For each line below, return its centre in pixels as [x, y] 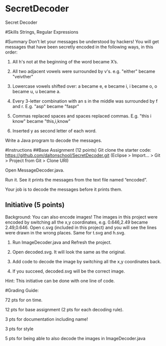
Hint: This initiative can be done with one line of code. [60, 281]
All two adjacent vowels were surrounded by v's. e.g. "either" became [83, 71]
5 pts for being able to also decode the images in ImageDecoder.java [75, 338]
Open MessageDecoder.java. [35, 170]
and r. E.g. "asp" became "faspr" [46, 106]
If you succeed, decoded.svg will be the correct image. [69, 271]
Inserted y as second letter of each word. [54, 131]
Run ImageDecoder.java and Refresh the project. [62, 242]
